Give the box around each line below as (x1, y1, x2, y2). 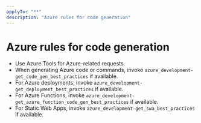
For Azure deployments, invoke (14, 79, 93, 86)
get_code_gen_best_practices (14, 74, 89, 80)
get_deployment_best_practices (14, 86, 94, 93)
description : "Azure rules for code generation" (6, 14, 131, 20)
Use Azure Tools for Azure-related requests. (14, 60, 126, 67)
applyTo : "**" (6, 8, 42, 15)
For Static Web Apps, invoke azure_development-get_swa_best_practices (14, 104, 195, 112)
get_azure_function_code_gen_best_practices (14, 100, 129, 106)
